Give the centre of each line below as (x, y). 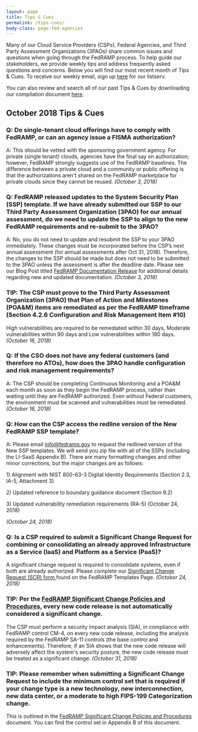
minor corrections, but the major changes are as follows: (75, 464)
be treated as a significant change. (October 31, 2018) (72, 658)
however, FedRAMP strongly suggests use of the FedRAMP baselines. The (97, 162)
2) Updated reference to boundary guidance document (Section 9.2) (90, 493)
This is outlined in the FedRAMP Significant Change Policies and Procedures (99, 716)
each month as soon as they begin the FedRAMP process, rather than (91, 389)
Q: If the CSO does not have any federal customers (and (88, 356)
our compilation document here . (45, 94)
